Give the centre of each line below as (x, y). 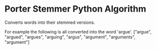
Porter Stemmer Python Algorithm (75, 9)
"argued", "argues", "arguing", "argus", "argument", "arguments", (70, 37)
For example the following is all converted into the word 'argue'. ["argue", (78, 32)
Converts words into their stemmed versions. (50, 22)
